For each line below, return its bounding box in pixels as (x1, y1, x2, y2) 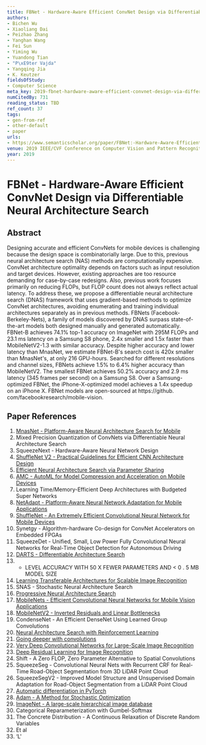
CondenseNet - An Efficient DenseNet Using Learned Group (15, 616, 167, 623)
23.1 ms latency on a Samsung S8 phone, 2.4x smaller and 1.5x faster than (7, 335, 194, 343)
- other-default (7, 123, 48, 129)
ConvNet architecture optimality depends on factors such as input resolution (7, 264, 200, 271)
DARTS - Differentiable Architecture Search (15, 551, 125, 558)
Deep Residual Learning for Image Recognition (15, 648, 133, 656)
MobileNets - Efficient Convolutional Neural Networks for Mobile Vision (15, 596, 195, 604)
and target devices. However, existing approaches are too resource (7, 270, 177, 277)
